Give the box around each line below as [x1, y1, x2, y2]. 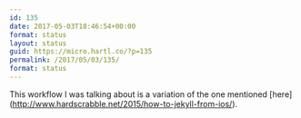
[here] [269, 88, 293, 100]
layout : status [9, 38, 67, 48]
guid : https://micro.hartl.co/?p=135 [9, 47, 153, 56]
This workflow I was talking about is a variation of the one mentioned [9, 88, 268, 100]
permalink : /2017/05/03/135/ [9, 55, 120, 64]
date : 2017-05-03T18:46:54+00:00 [9, 22, 136, 31]
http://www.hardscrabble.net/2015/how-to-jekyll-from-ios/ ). [12, 98, 238, 109]
